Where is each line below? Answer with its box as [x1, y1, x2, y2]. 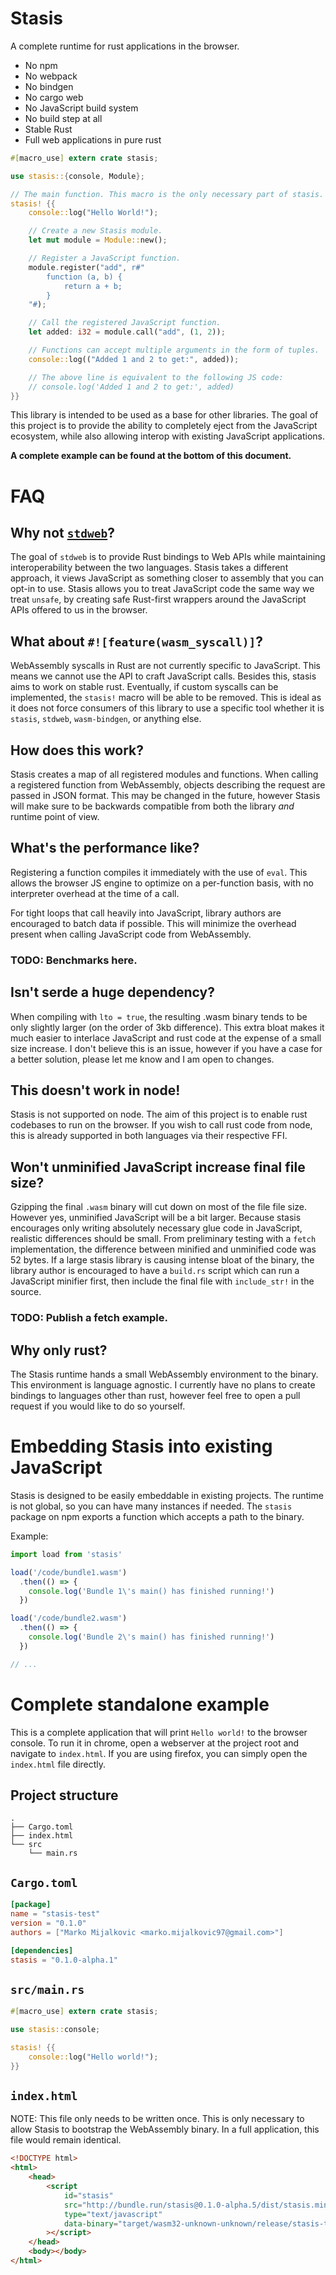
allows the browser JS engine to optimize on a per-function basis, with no [10, 877, 314, 889]
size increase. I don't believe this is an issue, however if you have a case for [10, 1042, 323, 1054]
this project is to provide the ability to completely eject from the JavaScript [10, 420, 318, 432]
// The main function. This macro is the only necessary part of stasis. [10, 189, 325, 199]
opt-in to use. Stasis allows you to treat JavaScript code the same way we [10, 583, 315, 595]
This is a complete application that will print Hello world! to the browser [10, 1726, 308, 1738]
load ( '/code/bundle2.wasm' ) [10, 1613, 128, 1624]
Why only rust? [10, 1342, 108, 1359]
